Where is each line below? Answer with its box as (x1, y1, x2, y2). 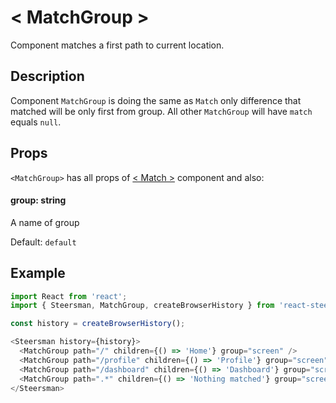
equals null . (10, 116, 62, 128)
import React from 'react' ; (10, 291, 128, 301)
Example (10, 265, 66, 282)
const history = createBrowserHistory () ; (10, 319, 186, 329)
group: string (10, 194, 67, 206)
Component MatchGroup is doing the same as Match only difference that (10, 94, 302, 106)
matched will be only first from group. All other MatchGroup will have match (10, 105, 313, 117)
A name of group (10, 216, 80, 228)
